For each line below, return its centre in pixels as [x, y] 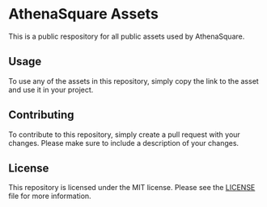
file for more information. [50, 196]
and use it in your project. [51, 89]
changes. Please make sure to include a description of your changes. [124, 143]
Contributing [41, 115]
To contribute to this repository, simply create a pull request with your [124, 135]
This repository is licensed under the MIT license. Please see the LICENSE [132, 188]
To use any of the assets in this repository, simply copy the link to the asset [133, 81]
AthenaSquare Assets [84, 14]
